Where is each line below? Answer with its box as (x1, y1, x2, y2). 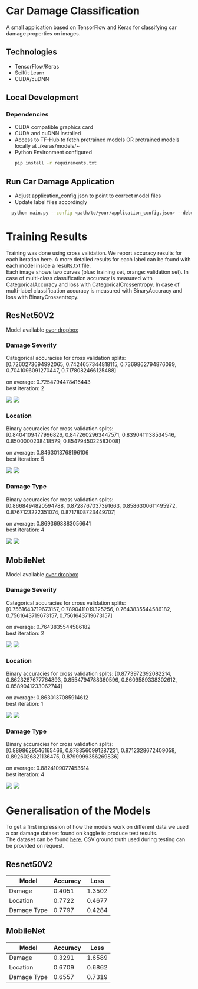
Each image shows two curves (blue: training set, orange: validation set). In (6, 268, 189, 275)
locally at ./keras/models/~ (14, 142, 80, 150)
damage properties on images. (6, 30, 81, 37)
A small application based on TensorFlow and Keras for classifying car (6, 24, 177, 31)
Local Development (6, 93, 79, 103)
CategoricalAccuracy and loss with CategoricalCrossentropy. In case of (6, 281, 180, 288)
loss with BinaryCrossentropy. (6, 293, 79, 300)
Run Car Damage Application (6, 176, 115, 187)
